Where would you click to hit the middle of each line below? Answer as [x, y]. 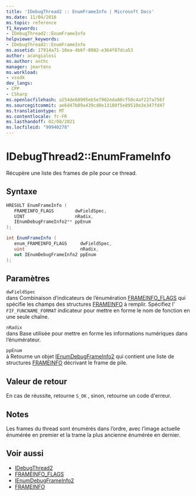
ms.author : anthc [27, 61]
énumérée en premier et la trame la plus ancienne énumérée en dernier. [93, 435]
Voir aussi [25, 454]
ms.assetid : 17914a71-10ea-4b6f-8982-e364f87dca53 [70, 50]
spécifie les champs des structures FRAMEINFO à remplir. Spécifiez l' [91, 304]
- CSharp [17, 94]
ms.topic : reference [32, 23]
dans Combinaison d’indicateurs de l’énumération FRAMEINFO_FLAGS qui [96, 298]
